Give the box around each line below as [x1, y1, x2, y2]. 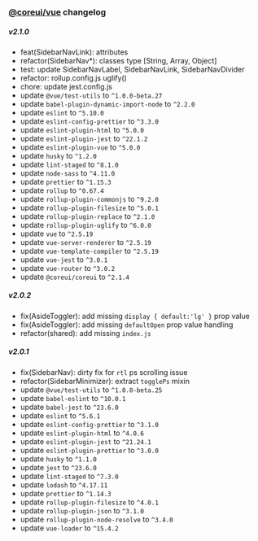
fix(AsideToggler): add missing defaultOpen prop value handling [20, 320, 234, 329]
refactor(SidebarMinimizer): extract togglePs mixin [20, 376, 190, 386]
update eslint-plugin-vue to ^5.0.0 [20, 142, 141, 152]
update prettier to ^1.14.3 [20, 488, 112, 498]
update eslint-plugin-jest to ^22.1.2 [20, 133, 148, 143]
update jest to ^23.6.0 [20, 462, 98, 472]
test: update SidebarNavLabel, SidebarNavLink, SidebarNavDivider [20, 64, 245, 74]
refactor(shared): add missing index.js [20, 328, 152, 338]
